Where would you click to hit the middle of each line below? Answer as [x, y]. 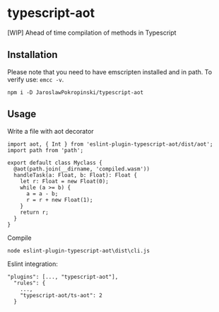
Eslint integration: [33, 264]
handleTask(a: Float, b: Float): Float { [76, 175]
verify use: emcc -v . [36, 79]
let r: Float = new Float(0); [65, 181]
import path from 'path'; [45, 150]
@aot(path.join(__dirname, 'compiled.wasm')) [82, 169]
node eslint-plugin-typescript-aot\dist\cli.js [79, 250]
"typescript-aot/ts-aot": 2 [61, 295]
